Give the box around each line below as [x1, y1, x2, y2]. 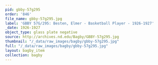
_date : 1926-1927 [5, 25, 41, 30]
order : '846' [5, 12, 32, 17]
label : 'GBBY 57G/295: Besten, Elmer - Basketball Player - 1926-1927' [5, 21, 154, 26]
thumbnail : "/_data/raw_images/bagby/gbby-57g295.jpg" [5, 39, 119, 44]
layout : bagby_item [5, 48, 45, 53]
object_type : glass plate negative [5, 30, 78, 35]
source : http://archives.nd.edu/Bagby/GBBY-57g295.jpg [5, 35, 119, 40]
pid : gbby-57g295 [5, 7, 41, 12]
